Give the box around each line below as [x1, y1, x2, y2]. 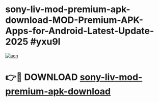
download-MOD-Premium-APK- [5, 14, 144, 26]
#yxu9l [30, 36, 61, 48]
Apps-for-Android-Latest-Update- [5, 25, 154, 37]
